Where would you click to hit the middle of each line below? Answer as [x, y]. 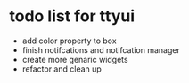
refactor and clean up [62, 69]
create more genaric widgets [75, 59]
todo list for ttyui [72, 16]
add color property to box [70, 41]
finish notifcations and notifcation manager [101, 49]
